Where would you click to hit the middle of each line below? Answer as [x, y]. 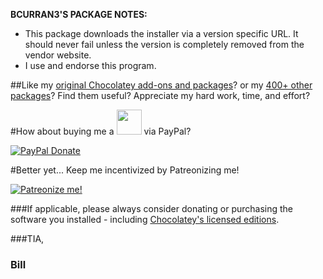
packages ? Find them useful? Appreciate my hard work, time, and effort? [160, 95]
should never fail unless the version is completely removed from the [164, 44]
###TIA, [27, 238]
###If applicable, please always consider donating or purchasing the [152, 208]
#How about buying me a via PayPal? [101, 131]
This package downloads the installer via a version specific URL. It [161, 33]
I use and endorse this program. [90, 65]
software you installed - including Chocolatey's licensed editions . [145, 219]
